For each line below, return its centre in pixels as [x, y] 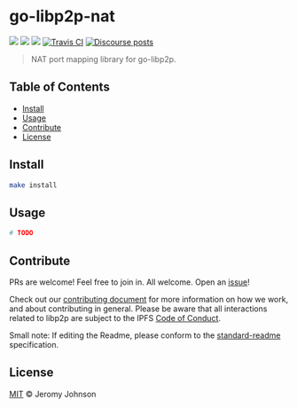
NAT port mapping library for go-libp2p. [103, 59]
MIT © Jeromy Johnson [53, 394]
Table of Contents [60, 87]
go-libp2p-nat [62, 16]
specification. [34, 344]
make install [33, 185]
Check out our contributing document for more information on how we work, [149, 299]
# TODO [21, 233]
